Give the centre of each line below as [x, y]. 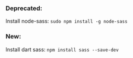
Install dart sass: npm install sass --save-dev [62, 49]
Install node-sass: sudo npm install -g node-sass [67, 21]
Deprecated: [24, 8]
